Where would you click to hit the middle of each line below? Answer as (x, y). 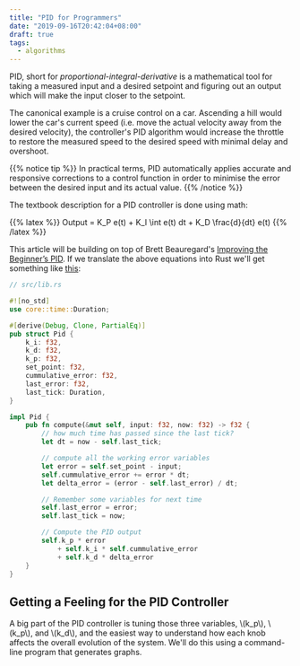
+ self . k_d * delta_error (105, 557)
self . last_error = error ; (90, 508)
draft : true (31, 34)
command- (265, 643)
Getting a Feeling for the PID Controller (119, 602)
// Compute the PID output (92, 532)
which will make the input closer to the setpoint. (98, 96)
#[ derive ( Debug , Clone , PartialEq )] (77, 325)
